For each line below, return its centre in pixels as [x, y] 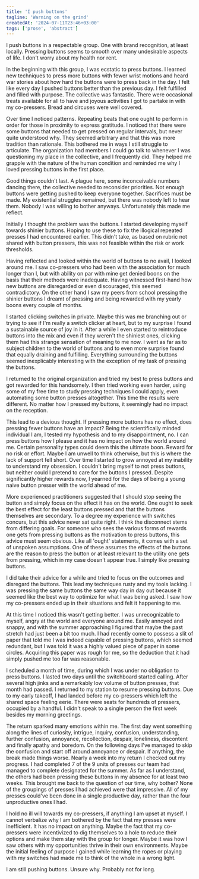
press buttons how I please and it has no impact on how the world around [96, 441]
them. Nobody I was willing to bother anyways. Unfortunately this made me [98, 207]
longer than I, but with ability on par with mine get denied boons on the [93, 274]
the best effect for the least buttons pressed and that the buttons [86, 509]
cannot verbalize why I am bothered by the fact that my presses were [91, 820]
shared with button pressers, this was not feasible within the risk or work [95, 243]
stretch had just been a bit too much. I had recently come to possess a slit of [100, 634]
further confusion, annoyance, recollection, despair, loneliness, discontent [97, 739]
